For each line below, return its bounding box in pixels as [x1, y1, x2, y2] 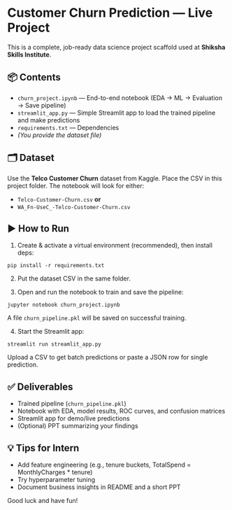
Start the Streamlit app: [17, 327, 85, 336]
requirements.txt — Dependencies [17, 123, 119, 132]
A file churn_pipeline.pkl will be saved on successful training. [7, 313, 187, 323]
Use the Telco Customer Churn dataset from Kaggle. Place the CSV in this [7, 173, 222, 183]
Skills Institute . [7, 50, 52, 59]
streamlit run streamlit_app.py [7, 341, 101, 348]
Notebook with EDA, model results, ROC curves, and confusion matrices [17, 407, 226, 416]
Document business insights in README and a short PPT [17, 483, 181, 491]
